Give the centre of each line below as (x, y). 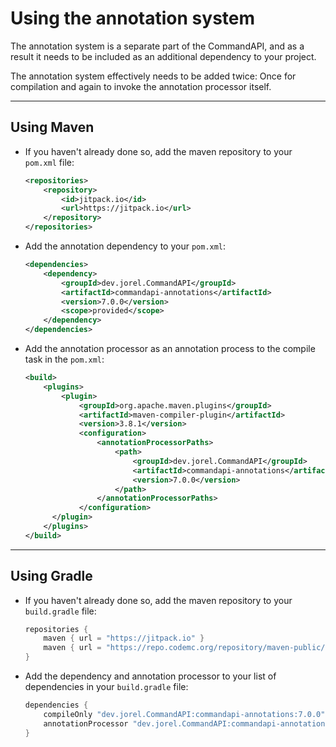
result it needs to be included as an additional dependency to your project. (163, 56)
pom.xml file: (49, 162)
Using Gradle (51, 576)
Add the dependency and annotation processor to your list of (150, 676)
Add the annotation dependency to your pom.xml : (125, 246)
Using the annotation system (133, 18)
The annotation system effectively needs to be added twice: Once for (153, 76)
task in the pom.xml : (64, 359)
